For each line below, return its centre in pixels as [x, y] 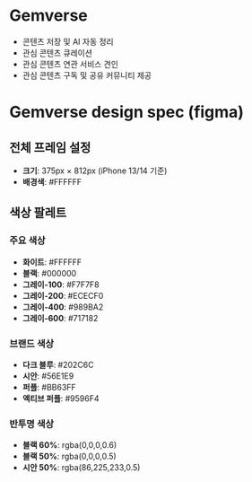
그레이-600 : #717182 [60, 318]
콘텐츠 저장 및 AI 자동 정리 [68, 41]
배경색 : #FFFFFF [52, 181]
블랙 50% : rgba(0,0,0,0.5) [69, 456]
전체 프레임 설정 [50, 148]
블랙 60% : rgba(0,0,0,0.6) [70, 445]
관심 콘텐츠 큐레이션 [57, 53]
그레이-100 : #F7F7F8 [61, 285]
